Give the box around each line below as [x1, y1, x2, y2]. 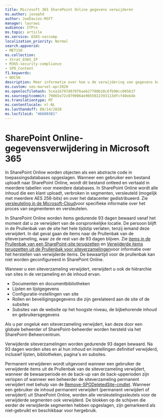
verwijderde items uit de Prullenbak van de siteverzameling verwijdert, [5, 366, 146, 372]
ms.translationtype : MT [5, 98, 53, 103]
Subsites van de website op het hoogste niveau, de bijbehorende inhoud [12, 306, 157, 312]
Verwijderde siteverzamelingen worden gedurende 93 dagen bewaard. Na [5, 341, 153, 347]
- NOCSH [5, 75, 21, 80]
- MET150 [5, 48, 23, 53]
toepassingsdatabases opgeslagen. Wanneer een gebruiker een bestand [5, 174, 150, 180]
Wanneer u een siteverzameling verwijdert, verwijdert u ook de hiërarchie [5, 266, 152, 272]
